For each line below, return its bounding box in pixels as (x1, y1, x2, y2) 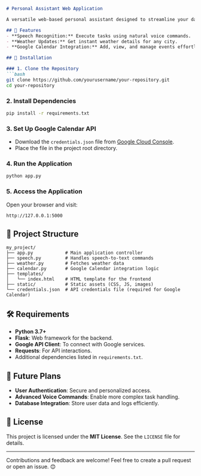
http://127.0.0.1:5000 (6, 212, 63, 218)
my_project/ (6, 245, 36, 251)
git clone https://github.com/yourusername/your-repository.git (6, 77, 170, 83)
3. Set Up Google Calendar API (6, 124, 96, 133)
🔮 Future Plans (6, 371, 62, 381)
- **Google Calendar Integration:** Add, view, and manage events (6, 44, 175, 50)
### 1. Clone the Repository (6, 66, 79, 72)
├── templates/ (6, 271, 44, 277)
